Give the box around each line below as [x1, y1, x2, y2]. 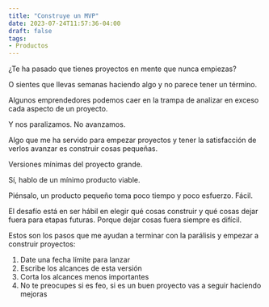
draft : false [8, 27, 53, 35]
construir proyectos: [8, 239, 76, 249]
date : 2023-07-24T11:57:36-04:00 [8, 19, 121, 27]
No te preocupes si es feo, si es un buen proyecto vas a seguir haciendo [19, 280, 262, 291]
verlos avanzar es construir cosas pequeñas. [8, 144, 158, 153]
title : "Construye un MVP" [8, 11, 99, 20]
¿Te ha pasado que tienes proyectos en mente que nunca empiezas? [8, 64, 237, 74]
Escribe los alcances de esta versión [19, 263, 143, 273]
